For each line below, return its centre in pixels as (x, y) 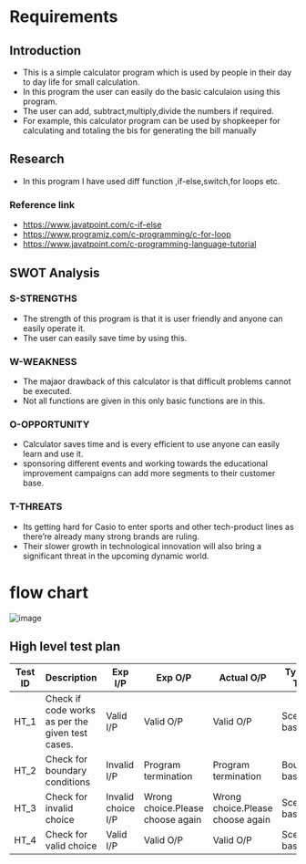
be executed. (47, 391)
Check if (63, 699)
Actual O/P (243, 678)
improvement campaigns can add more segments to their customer (149, 474)
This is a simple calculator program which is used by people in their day (157, 72)
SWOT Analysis (55, 272)
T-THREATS (36, 506)
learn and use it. (53, 454)
